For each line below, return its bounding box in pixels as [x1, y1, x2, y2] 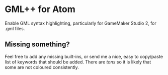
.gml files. [5, 25, 25, 31]
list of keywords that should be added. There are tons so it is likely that [5, 59, 151, 65]
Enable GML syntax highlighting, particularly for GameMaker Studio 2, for [5, 20, 156, 26]
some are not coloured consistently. [5, 64, 79, 70]
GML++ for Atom [5, 4, 76, 15]
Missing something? [5, 40, 70, 49]
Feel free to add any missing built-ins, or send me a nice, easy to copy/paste [5, 53, 163, 59]
